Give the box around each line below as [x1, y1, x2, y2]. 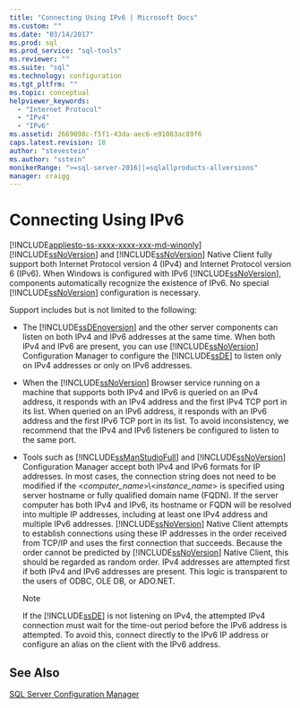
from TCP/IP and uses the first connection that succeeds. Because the [21, 538, 283, 548]
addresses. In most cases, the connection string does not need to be [21, 471, 277, 482]
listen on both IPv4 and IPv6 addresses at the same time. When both [21, 332, 276, 342]
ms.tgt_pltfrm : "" [9, 80, 78, 89]
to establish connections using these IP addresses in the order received [21, 528, 287, 539]
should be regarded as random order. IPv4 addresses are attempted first [21, 557, 290, 567]
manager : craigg [9, 171, 70, 180]
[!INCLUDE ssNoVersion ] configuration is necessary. [9, 288, 201, 298]
